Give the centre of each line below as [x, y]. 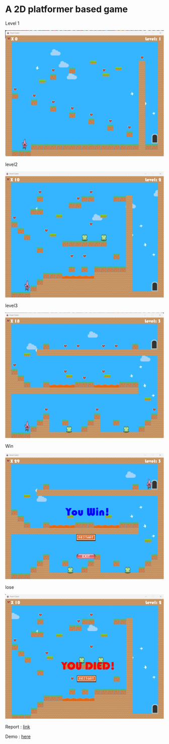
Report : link [18, 726]
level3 [12, 305]
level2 [11, 164]
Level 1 [12, 23]
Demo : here [18, 736]
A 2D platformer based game [67, 9]
